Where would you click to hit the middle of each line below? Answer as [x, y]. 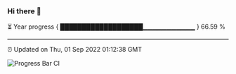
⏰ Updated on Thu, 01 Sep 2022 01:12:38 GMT [75, 50]
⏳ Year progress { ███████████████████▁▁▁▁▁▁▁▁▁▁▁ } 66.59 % [117, 27]
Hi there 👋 [25, 11]
